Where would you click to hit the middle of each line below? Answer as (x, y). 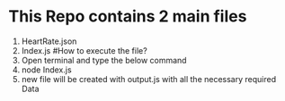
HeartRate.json (49, 41)
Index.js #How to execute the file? (84, 50)
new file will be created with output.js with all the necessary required (148, 79)
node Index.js (47, 70)
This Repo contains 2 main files (128, 17)
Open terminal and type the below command (104, 60)
